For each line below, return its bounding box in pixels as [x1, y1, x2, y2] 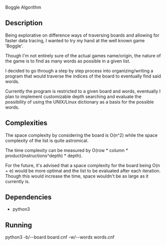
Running [5, 221, 33, 229]
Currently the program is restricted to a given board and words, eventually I [5, 88, 161, 94]
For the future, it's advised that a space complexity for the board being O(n [5, 162, 160, 168]
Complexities [5, 119, 48, 127]
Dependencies [5, 193, 52, 202]
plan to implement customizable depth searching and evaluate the [5, 93, 142, 100]
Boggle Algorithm [5, 5, 42, 10]
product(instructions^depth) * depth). [5, 152, 83, 158]
